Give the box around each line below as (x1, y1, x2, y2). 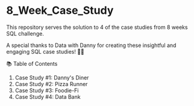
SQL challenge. (6, 30, 44, 37)
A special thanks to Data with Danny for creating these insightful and (6, 42, 177, 49)
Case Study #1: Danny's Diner (14, 73, 89, 81)
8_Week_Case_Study (6, 4, 114, 17)
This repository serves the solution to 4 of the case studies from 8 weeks (6, 23, 188, 31)
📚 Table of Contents (6, 60, 58, 67)
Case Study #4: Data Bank (14, 93, 81, 100)
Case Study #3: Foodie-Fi (14, 87, 79, 94)
